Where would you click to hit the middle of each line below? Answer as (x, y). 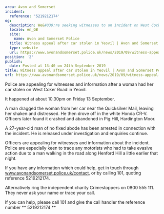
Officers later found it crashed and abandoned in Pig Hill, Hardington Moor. (80, 119)
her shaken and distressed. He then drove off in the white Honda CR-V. (76, 114)
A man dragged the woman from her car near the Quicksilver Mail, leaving (79, 108)
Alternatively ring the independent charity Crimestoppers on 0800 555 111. (80, 187)
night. (11, 158)
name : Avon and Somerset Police (47, 39)
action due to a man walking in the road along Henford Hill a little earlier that (82, 153)
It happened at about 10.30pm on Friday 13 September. (60, 99)
